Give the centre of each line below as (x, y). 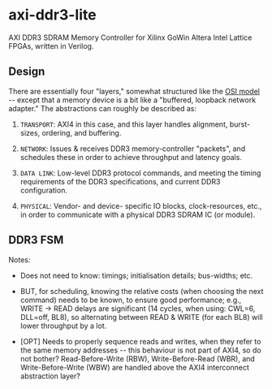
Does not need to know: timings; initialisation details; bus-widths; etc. (136, 275)
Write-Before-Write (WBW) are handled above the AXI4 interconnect (135, 367)
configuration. (43, 190)
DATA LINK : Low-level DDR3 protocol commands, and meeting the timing (140, 173)
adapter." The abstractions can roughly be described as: (103, 108)
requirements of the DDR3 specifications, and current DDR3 (120, 181)
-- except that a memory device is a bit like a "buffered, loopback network (132, 100)
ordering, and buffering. (82, 132)
